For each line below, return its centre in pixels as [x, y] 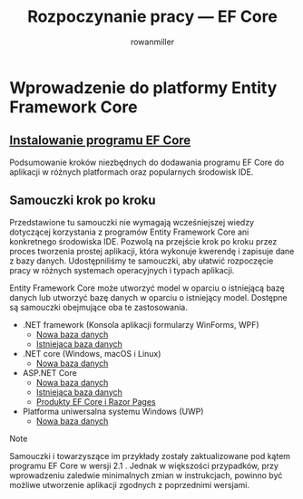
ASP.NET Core [49, 372]
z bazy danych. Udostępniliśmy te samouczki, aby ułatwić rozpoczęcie [142, 261]
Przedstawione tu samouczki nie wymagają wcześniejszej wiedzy [132, 222]
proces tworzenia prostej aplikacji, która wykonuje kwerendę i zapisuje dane [152, 251]
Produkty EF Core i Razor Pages [96, 401]
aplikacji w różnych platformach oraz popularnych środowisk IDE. [132, 172]
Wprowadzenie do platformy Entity [143, 87]
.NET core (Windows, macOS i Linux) [92, 353]
